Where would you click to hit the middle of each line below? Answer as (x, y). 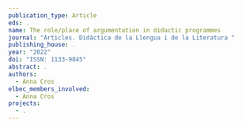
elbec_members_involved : (49, 89)
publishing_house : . (42, 45)
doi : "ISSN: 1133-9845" (47, 60)
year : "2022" (30, 52)
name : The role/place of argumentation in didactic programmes (115, 30)
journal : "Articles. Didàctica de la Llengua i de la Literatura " (122, 37)
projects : (25, 103)
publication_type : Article (53, 15)
